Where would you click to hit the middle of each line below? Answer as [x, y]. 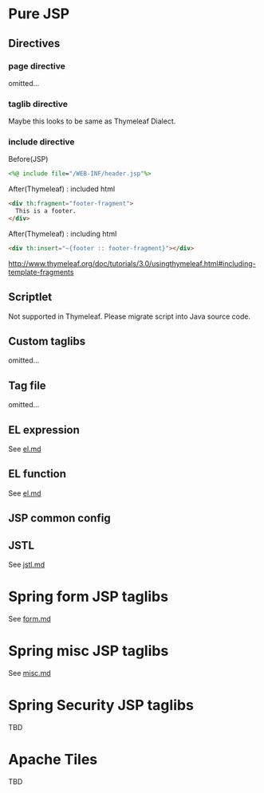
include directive [41, 142]
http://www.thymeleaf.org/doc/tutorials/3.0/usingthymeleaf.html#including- [132, 263]
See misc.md [30, 673]
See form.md [30, 619]
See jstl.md [27, 565]
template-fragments [41, 272]
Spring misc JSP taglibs [89, 651]
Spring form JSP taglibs [89, 597]
